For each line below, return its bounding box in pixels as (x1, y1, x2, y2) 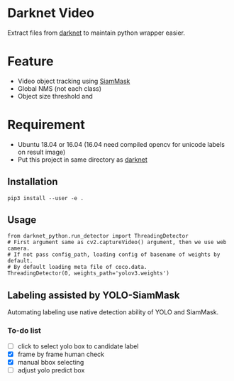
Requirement (7, 117, 85, 133)
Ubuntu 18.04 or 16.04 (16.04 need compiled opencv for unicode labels (17, 140, 225, 148)
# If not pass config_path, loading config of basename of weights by (7, 251, 221, 258)
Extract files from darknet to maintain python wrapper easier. (7, 28, 186, 37)
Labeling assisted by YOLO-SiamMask (7, 289, 180, 301)
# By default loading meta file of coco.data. (7, 264, 147, 271)
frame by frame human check (17, 350, 105, 358)
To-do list (7, 326, 41, 336)
